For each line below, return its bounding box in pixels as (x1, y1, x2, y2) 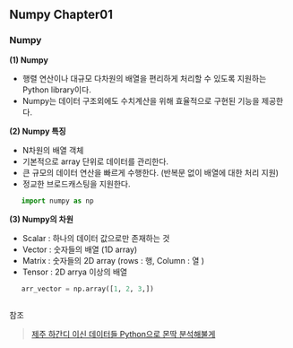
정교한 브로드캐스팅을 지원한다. (22, 178, 132, 189)
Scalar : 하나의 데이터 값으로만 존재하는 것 (22, 232, 170, 243)
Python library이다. (22, 84, 91, 95)
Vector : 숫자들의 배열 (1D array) (22, 244, 138, 255)
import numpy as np (21, 196, 94, 205)
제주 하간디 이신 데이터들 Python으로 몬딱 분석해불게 (30, 329, 216, 340)
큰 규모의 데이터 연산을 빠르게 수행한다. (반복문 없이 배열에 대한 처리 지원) (22, 167, 280, 178)
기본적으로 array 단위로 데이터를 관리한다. (22, 156, 168, 167)
